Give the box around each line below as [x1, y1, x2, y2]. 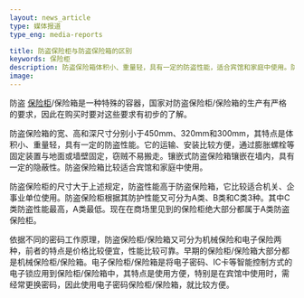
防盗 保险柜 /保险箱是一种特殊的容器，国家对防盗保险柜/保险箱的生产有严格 [9, 97, 288, 108]
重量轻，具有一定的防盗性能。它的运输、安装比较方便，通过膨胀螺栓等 [33, 139, 295, 150]
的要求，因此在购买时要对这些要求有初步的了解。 [9, 108, 192, 119]
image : [9, 71, 34, 81]
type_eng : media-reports [9, 30, 103, 39]
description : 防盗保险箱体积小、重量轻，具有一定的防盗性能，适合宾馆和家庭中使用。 [9, 63, 291, 72]
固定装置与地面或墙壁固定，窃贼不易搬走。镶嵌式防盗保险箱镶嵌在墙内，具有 [9, 150, 295, 161]
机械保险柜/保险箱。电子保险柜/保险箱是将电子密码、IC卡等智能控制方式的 [16, 256, 293, 267]
